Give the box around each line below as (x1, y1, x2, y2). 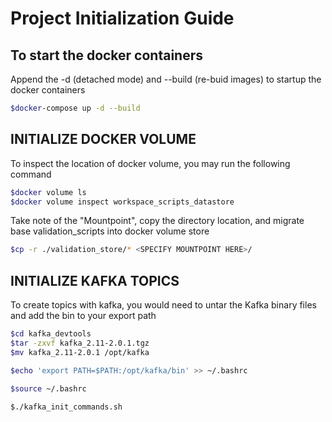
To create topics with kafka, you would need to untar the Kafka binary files (10, 299, 317, 311)
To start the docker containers (10, 47, 203, 64)
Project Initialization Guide (10, 7, 235, 30)
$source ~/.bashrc (10, 383, 87, 394)
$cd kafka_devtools (10, 329, 92, 339)
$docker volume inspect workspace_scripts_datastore (10, 197, 235, 207)
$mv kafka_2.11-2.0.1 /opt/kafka (10, 347, 150, 357)
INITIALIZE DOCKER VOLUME (10, 131, 197, 148)
